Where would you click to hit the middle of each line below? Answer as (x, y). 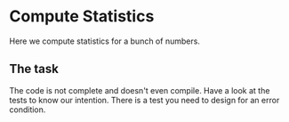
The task (34, 69)
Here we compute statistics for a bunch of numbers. (104, 41)
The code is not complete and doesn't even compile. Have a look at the (140, 90)
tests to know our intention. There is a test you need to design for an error (144, 100)
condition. (28, 110)
